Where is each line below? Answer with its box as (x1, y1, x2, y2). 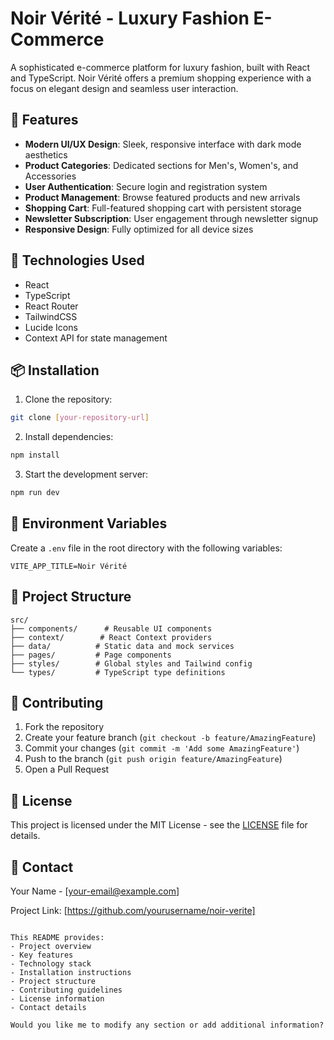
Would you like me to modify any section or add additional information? (10, 1020, 325, 1031)
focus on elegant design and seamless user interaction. (10, 82, 239, 94)
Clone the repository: (24, 393, 113, 406)
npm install (10, 450, 60, 461)
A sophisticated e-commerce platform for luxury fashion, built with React (10, 61, 311, 73)
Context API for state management (24, 332, 168, 344)
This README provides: (10, 933, 105, 943)
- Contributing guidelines (10, 985, 123, 996)
